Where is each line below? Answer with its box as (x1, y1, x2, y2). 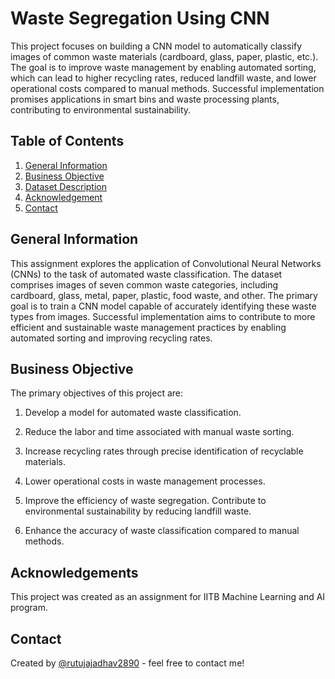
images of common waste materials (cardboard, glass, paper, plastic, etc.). (10, 50, 319, 62)
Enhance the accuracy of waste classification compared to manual (24, 525, 300, 537)
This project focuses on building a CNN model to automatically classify (10, 40, 303, 52)
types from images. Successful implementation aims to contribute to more (10, 310, 316, 322)
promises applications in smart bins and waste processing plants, (10, 93, 280, 105)
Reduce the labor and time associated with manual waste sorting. (24, 426, 295, 438)
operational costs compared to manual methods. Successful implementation (10, 82, 325, 94)
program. (10, 602, 49, 614)
